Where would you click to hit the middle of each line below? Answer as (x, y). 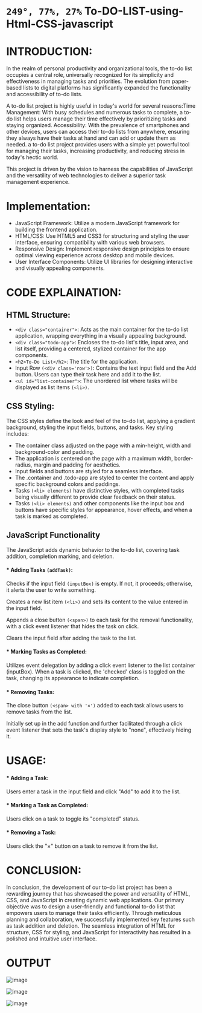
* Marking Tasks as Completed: (47, 652)
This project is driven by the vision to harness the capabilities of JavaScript (99, 169)
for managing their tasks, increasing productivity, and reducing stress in (96, 151)
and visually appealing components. (60, 268)
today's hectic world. (32, 157)
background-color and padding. (55, 451)
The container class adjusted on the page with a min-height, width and (103, 445)
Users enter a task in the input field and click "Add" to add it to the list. (93, 792)
